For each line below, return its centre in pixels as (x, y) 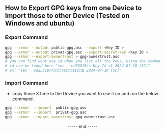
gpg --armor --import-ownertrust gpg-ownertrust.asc (60, 117)
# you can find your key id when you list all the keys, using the (76, 61)
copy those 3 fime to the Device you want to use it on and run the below (85, 94)
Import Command (27, 83)
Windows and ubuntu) (40, 23)
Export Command (27, 37)
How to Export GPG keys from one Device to (74, 8)
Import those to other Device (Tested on (67, 16)
